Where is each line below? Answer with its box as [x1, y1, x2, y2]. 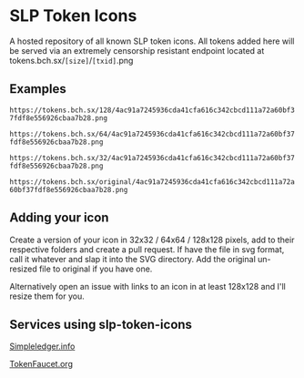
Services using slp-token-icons [9, 316, 193, 332]
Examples [9, 81, 66, 97]
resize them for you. [9, 291, 85, 301]
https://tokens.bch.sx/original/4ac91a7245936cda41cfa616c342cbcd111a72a [9, 177, 296, 187]
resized [9, 263, 38, 274]
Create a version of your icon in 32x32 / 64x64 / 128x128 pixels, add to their [9, 234, 295, 245]
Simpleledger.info [9, 341, 76, 352]
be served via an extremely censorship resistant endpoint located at [9, 45, 265, 56]
